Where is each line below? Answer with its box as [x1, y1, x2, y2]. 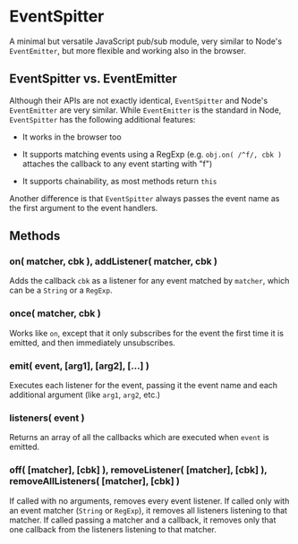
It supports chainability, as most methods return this [21, 175, 217, 186]
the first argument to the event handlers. [9, 202, 158, 213]
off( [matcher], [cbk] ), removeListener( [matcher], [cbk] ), [9, 463, 268, 476]
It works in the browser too [21, 132, 123, 142]
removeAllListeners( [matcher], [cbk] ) [9, 475, 181, 488]
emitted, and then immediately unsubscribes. [9, 337, 176, 348]
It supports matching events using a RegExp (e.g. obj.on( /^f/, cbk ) [21, 149, 282, 159]
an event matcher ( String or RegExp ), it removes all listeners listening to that [9, 505, 288, 515]
